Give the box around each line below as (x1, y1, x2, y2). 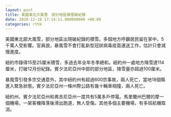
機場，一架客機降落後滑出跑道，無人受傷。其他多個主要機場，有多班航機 (9, 100, 161, 106)
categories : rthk (5, 21, 42, 27)
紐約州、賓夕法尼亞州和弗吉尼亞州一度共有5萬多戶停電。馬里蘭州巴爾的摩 (5, 94, 160, 100)
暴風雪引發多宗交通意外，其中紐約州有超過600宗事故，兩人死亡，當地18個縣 (5, 76, 165, 83)
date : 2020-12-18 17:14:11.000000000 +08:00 (5, 17, 101, 22)
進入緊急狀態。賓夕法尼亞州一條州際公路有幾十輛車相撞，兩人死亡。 (5, 83, 148, 89)
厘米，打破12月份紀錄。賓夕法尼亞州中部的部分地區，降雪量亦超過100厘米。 (5, 66, 164, 72)
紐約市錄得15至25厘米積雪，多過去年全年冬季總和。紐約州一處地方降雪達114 (5, 59, 164, 66)
